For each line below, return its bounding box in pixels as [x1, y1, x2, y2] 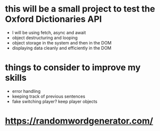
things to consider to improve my [5, 62, 141, 73]
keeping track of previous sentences [12, 93, 86, 99]
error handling [12, 88, 41, 94]
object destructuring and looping [12, 35, 78, 41]
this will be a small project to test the [5, 3, 155, 15]
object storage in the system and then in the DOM [12, 40, 112, 45]
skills [5, 73, 27, 83]
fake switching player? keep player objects [12, 98, 98, 104]
